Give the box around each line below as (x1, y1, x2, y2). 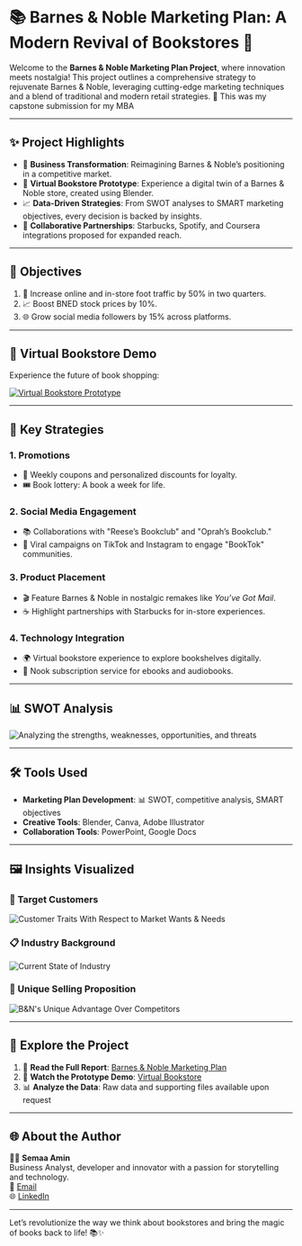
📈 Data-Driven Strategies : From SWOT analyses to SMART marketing (22, 197, 284, 208)
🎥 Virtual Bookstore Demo (9, 345, 157, 361)
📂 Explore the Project (9, 1038, 129, 1053)
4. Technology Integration (9, 632, 125, 644)
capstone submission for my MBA (9, 100, 135, 111)
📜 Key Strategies (9, 422, 104, 437)
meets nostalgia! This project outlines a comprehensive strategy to (9, 71, 256, 82)
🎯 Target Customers (9, 892, 99, 905)
